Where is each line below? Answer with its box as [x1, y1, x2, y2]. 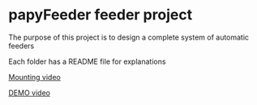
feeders [8, 40, 35, 50]
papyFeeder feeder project [8, 6, 193, 24]
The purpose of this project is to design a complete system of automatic [8, 32, 250, 42]
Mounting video [8, 72, 61, 82]
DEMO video [8, 87, 51, 98]
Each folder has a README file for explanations [8, 57, 166, 66]
